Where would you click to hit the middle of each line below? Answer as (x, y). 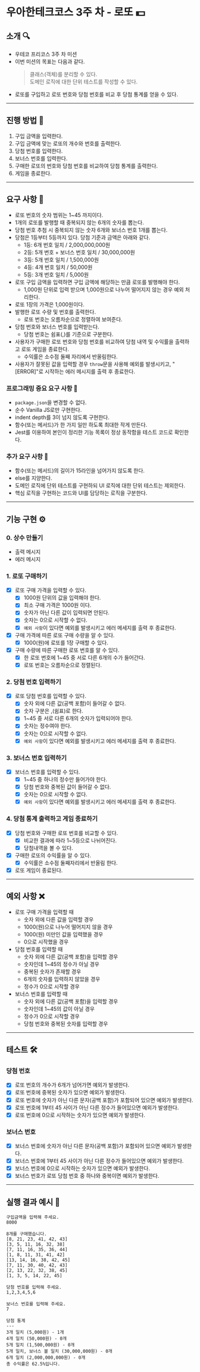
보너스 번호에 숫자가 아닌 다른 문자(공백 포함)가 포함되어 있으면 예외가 (95, 1146)
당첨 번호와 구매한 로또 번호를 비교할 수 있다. (66, 833)
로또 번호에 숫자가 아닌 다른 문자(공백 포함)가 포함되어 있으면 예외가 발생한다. (104, 1100)
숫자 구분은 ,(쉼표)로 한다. (53, 711)
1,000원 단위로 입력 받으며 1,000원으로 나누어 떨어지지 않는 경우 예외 (104, 289)
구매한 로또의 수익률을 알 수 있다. (53, 855)
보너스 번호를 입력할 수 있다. (47, 772)
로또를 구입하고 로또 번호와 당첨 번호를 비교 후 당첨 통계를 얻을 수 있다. (96, 94)
